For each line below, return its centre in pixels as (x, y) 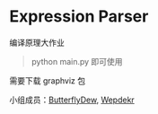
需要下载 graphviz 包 (48, 80)
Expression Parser (79, 17)
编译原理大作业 (37, 42)
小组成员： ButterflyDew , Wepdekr (72, 100)
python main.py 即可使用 (77, 61)
